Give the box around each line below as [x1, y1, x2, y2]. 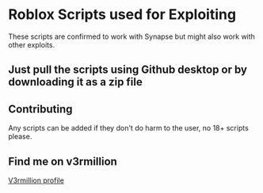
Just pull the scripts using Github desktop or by [8, 63, 248, 77]
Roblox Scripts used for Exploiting [8, 6, 236, 24]
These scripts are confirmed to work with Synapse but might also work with [8, 32, 256, 41]
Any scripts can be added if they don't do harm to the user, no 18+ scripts [8, 123, 250, 133]
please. [8, 132, 32, 142]
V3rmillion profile [8, 176, 65, 185]
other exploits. [8, 40, 55, 49]
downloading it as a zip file [8, 75, 143, 89]
